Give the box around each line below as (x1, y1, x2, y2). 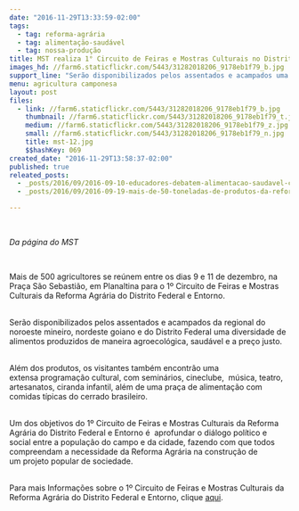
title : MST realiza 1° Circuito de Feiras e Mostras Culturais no (9, 54, 261, 63)
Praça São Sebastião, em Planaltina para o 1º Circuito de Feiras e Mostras (9, 281, 279, 291)
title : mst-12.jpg (25, 137, 93, 146)
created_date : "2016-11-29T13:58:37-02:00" (9, 153, 174, 163)
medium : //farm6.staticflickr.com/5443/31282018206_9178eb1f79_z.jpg (25, 121, 289, 130)
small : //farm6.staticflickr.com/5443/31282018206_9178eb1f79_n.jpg (25, 129, 285, 138)
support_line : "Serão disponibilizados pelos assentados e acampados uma (9, 71, 289, 80)
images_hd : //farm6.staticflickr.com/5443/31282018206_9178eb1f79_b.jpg (9, 63, 285, 72)
